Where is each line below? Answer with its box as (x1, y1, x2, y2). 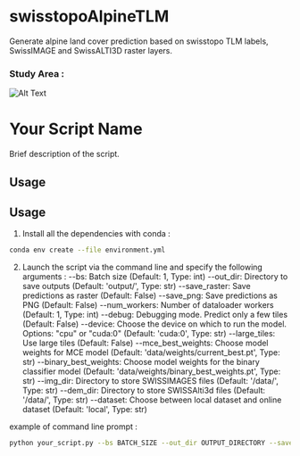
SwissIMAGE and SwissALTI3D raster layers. (9, 45, 172, 55)
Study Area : (9, 67, 65, 79)
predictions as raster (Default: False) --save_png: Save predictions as (21, 290, 279, 301)
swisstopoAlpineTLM (9, 6, 170, 27)
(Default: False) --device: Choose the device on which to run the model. (21, 319, 287, 329)
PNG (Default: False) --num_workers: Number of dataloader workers (21, 300, 274, 311)
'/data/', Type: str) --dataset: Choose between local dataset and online (21, 394, 282, 405)
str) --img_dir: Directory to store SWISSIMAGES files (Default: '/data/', (21, 376, 279, 386)
